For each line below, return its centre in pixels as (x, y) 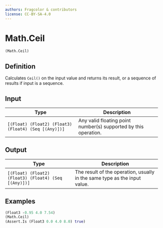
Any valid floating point (105, 120)
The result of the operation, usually (115, 172)
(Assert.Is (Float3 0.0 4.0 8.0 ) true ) (45, 222)
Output (16, 150)
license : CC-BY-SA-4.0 (28, 14)
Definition (20, 66)
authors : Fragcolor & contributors (41, 9)
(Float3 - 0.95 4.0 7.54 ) (30, 212)
